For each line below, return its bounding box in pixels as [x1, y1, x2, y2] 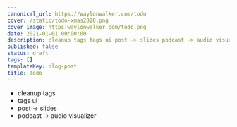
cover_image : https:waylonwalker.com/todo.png [7, 23, 147, 30]
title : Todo [7, 69, 42, 76]
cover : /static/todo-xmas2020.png [7, 17, 109, 24]
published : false [7, 43, 59, 50]
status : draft [7, 50, 49, 57]
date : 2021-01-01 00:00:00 [7, 30, 87, 37]
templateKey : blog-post [7, 63, 78, 70]
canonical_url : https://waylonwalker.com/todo [7, 10, 147, 18]
